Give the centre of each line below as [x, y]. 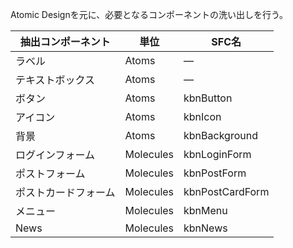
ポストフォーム [50, 173]
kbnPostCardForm [226, 191]
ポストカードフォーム [65, 192]
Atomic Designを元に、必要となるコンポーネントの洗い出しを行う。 [149, 14]
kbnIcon [202, 116]
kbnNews [205, 228]
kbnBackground [220, 135]
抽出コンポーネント [65, 41]
